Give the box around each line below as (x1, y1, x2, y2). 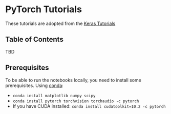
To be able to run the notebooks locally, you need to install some (5, 77, 142, 83)
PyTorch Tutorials (5, 4, 82, 15)
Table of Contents (5, 35, 64, 44)
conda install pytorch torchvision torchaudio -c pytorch (12, 98, 139, 104)
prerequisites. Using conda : (5, 82, 64, 89)
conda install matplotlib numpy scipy (12, 93, 96, 98)
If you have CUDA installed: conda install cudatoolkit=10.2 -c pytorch (12, 103, 166, 109)
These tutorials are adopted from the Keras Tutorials (5, 20, 116, 26)
